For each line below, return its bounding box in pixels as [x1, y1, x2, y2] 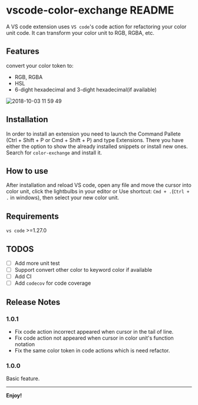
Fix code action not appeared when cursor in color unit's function [14, 334, 174, 341]
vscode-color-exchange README [6, 4, 174, 17]
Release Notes [6, 297, 61, 307]
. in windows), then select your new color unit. [6, 194, 120, 201]
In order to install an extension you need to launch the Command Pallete [6, 130, 181, 137]
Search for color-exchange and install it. [6, 149, 102, 156]
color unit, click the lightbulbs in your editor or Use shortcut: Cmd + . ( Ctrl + [6, 188, 190, 195]
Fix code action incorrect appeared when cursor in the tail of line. [14, 328, 174, 335]
